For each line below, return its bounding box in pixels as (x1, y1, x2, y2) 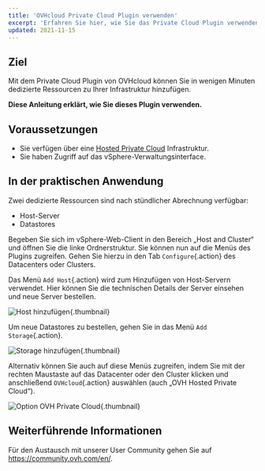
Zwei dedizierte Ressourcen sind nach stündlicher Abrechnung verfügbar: (8, 195, 248, 205)
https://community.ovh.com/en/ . (8, 454, 113, 463)
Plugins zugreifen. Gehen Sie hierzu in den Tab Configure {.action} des (8, 251, 237, 261)
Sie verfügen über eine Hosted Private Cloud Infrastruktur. (19, 143, 209, 153)
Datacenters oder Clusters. (8, 259, 96, 269)
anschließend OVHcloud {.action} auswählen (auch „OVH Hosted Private (8, 377, 237, 387)
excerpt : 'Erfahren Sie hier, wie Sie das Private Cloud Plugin (8, 19, 224, 27)
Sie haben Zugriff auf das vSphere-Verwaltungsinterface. (19, 152, 207, 161)
